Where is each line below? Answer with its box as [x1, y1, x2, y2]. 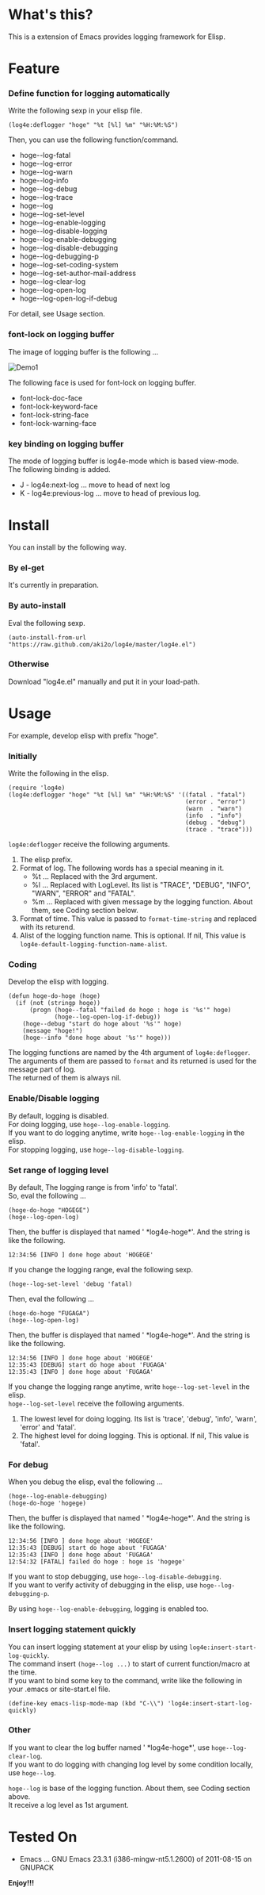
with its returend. [19, 923, 75, 932]
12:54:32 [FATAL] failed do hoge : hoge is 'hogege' [8, 1558, 186, 1566]
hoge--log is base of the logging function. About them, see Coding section [8, 1783, 251, 1793]
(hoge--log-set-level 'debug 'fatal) [8, 1279, 133, 1288]
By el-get [8, 562, 45, 573]
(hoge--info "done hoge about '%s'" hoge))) [22, 1034, 172, 1042]
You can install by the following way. [8, 542, 127, 552]
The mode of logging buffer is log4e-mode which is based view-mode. [8, 456, 240, 466]
